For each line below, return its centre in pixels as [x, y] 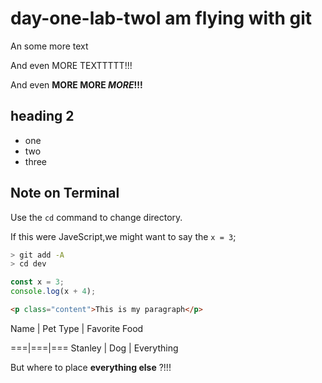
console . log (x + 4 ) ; [53, 292]
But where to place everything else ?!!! [91, 367]
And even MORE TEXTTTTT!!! [71, 65]
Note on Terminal [65, 193]
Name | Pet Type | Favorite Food [77, 328]
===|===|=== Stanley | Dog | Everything [94, 348]
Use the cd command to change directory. [96, 217]
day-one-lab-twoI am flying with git [161, 18]
